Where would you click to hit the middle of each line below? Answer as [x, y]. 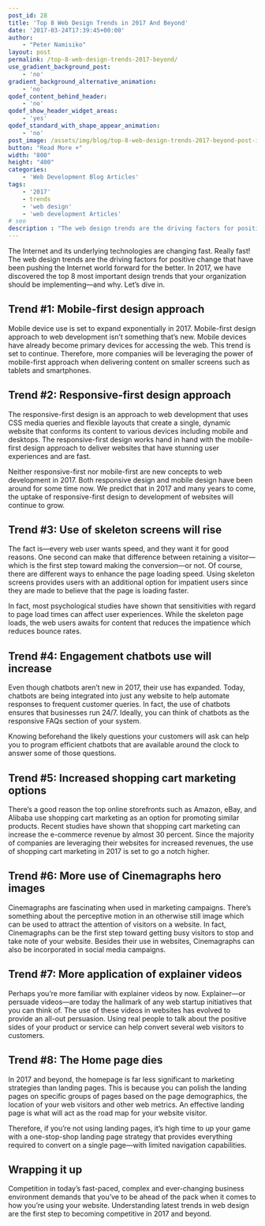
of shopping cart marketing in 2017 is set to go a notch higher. [109, 852]
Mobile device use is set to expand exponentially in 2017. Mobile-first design [132, 328]
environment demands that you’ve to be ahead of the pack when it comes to [132, 1197]
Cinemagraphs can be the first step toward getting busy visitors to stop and [131, 932]
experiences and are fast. [50, 456]
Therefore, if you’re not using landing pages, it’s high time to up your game [129, 1128]
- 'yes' [35, 118]
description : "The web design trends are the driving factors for [121, 229]
